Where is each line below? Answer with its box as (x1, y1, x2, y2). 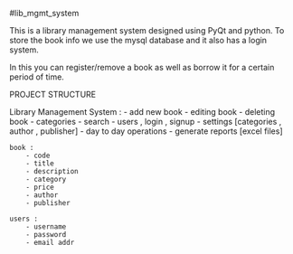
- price (25, 183, 54, 192)
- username (25, 222, 67, 231)
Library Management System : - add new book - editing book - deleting (9, 107, 276, 117)
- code (25, 151, 51, 160)
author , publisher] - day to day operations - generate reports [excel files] (9, 126, 283, 136)
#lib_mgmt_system (9, 8, 80, 18)
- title (25, 159, 54, 168)
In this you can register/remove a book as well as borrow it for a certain (9, 62, 275, 72)
